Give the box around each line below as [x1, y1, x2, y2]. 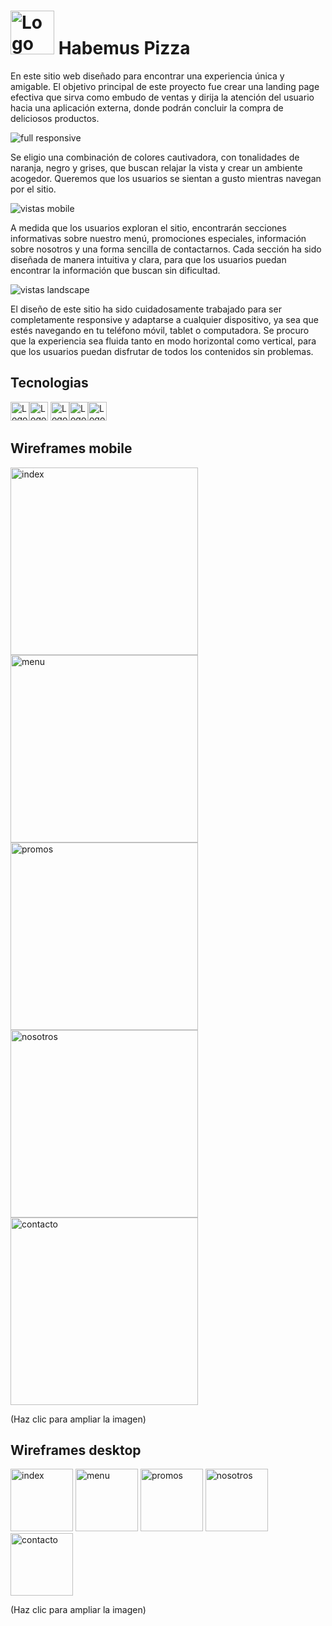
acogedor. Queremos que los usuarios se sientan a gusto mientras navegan [10, 172, 322, 184]
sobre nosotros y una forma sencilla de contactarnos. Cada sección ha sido [10, 243, 322, 255]
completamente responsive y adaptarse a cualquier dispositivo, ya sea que [10, 313, 319, 325]
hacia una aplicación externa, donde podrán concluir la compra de [10, 101, 284, 114]
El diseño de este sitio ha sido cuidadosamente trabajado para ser [10, 303, 282, 315]
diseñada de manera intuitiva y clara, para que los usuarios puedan [10, 253, 287, 265]
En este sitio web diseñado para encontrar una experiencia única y [10, 70, 285, 82]
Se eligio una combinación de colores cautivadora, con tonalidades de [10, 151, 300, 163]
